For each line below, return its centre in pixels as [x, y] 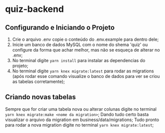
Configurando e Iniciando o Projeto [60, 28]
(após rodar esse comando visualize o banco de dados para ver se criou [86, 76]
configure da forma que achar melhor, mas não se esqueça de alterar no [86, 50]
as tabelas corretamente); [39, 81]
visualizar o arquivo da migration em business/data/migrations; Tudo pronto [82, 120]
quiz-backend [35, 9]
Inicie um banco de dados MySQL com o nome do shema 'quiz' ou [80, 45]
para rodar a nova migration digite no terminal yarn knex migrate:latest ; [80, 125]
